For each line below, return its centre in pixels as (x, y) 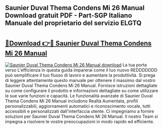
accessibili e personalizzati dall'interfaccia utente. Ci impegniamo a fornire (80, 111)
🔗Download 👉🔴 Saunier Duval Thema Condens (78, 43)
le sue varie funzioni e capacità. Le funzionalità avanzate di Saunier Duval (79, 96)
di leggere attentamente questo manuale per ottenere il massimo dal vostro (80, 80)
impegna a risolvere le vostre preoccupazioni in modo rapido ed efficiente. (80, 121)
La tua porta (135, 65)
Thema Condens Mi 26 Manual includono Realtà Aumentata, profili (72, 101)
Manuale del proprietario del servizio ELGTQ (73, 23)
